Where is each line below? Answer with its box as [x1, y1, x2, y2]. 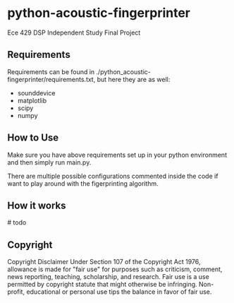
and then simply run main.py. [7, 158, 92, 167]
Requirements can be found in [7, 67, 95, 76]
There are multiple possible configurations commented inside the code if [7, 172, 218, 180]
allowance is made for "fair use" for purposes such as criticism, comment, [7, 265, 223, 273]
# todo [7, 218, 27, 227]
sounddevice [17, 88, 56, 97]
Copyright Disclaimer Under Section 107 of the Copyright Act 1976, [7, 258, 201, 266]
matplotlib [17, 96, 47, 105]
